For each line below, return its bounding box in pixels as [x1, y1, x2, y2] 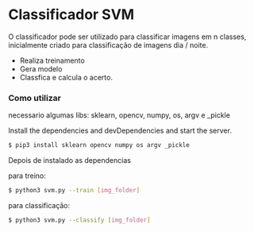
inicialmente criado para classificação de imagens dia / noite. [8, 40, 209, 49]
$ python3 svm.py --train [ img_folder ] [8, 187, 140, 195]
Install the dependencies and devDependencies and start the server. [8, 126, 233, 136]
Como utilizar [8, 92, 61, 103]
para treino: [8, 171, 46, 180]
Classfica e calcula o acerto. [19, 72, 114, 82]
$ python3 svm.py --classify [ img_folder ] [8, 216, 151, 224]
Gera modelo [19, 64, 63, 73]
